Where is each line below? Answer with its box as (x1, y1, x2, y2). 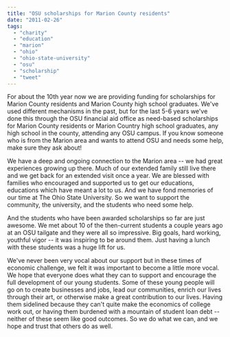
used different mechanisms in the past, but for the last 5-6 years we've (7, 107, 208, 115)
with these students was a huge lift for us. (7, 243, 126, 251)
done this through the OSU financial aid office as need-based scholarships (7, 115, 218, 123)
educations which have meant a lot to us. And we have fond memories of (7, 186, 214, 194)
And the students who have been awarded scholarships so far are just (7, 214, 205, 222)
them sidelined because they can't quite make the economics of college (7, 300, 211, 309)
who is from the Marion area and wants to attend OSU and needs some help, (7, 137, 224, 145)
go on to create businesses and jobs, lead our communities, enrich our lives (7, 286, 222, 294)
